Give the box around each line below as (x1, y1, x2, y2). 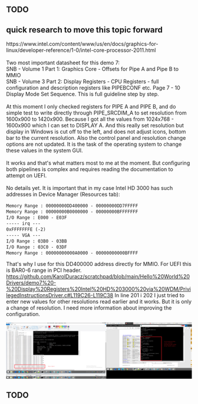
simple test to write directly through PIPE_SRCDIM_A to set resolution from (6, 109, 187, 117)
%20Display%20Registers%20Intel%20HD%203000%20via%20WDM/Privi (6, 285, 192, 293)
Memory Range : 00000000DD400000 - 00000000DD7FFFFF (6, 203, 138, 209)
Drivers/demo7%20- (6, 280, 57, 287)
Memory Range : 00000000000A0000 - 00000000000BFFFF (6, 250, 138, 256)
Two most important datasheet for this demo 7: (6, 59, 120, 67)
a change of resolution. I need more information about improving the (6, 304, 172, 311)
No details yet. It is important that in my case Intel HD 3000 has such (6, 185, 173, 192)
